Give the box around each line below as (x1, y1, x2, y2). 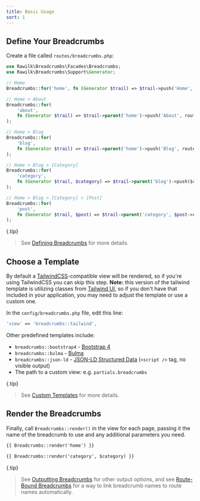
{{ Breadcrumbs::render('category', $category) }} (6, 453, 135, 459)
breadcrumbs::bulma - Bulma (14, 350, 84, 356)
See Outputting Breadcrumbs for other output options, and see (20, 475, 175, 483)
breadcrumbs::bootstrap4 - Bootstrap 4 (14, 343, 111, 350)
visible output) (14, 362, 51, 369)
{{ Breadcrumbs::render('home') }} (6, 442, 95, 449)
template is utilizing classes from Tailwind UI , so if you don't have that (6, 285, 177, 292)
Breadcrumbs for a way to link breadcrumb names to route (38, 482, 182, 489)
